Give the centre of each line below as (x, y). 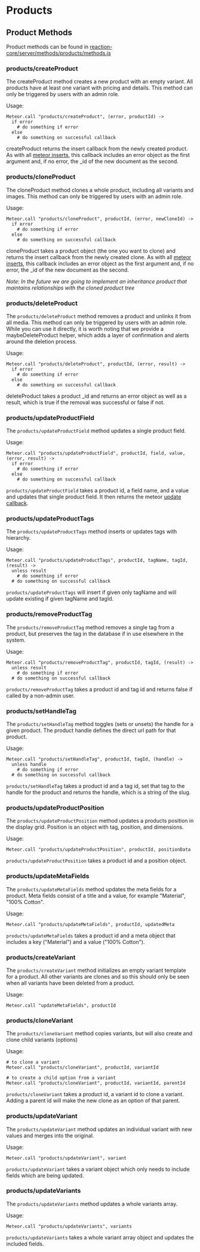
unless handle (29, 765)
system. (16, 640)
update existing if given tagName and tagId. (60, 599)
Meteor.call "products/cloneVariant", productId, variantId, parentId (96, 1083)
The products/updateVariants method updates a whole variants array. (92, 1204)
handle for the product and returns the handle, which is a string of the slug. (99, 792)
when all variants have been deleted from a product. (70, 983)
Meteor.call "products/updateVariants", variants (69, 1226)
